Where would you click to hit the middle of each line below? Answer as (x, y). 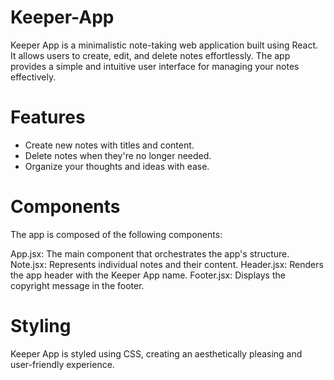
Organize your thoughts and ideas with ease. (117, 166)
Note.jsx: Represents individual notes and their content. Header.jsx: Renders (167, 264)
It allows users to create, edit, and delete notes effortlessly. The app (150, 55)
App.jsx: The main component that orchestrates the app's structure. (150, 253)
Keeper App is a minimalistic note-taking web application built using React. (164, 45)
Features (48, 117)
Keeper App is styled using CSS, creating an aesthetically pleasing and (156, 353)
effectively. (33, 77)
